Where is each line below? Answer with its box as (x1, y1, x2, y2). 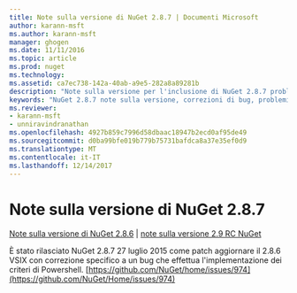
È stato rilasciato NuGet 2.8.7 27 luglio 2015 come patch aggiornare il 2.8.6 (9, 245, 281, 257)
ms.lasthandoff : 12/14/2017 (9, 161, 113, 170)
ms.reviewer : (9, 104, 57, 112)
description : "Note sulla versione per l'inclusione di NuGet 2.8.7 (9, 87, 267, 96)
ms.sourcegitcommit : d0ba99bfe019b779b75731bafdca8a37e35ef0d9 (9, 136, 247, 145)
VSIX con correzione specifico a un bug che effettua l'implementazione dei (9, 255, 283, 266)
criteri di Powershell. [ (9, 265, 89, 275)
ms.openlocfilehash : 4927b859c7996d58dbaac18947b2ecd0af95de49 (9, 128, 247, 137)
